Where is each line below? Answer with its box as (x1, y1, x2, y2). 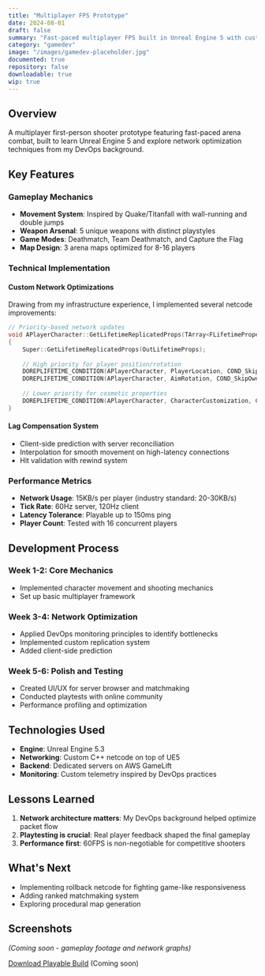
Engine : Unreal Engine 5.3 (19, 744, 105, 754)
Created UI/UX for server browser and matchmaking (19, 684, 190, 693)
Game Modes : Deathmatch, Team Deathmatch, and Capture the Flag (19, 235, 244, 243)
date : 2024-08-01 (8, 19, 65, 27)
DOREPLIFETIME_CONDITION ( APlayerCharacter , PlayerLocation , (22, 367, 224, 375)
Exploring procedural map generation (19, 899, 141, 909)
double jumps (19, 218, 65, 227)
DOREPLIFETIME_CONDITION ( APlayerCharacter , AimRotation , (22, 375, 214, 383)
